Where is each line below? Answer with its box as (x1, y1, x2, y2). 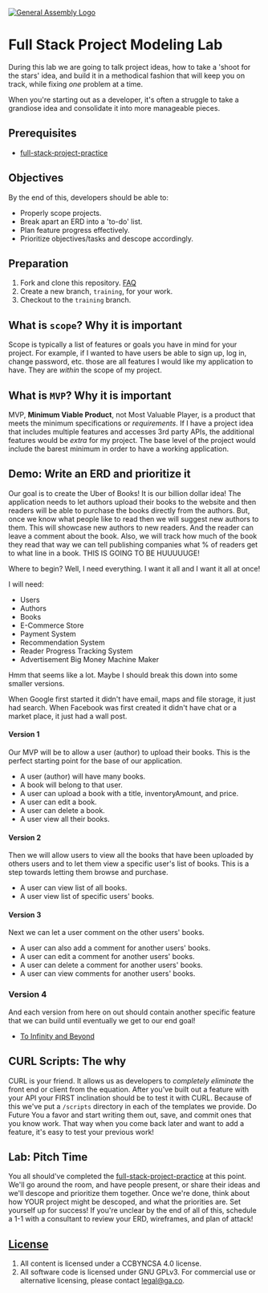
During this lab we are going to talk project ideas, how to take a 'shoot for (8, 62, 251, 71)
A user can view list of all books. (19, 883, 128, 892)
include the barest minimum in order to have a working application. (8, 444, 229, 453)
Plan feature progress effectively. (19, 225, 130, 234)
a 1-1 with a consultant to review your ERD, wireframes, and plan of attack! (8, 1214, 254, 1224)
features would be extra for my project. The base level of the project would (8, 436, 257, 445)
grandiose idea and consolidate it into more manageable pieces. (8, 103, 221, 112)
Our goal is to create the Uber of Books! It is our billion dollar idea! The (8, 488, 242, 498)
